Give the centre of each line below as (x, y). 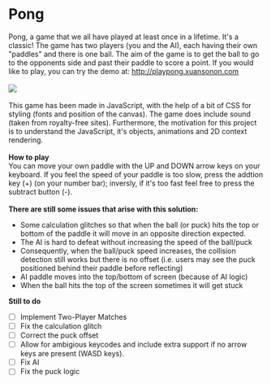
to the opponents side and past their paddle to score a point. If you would (131, 63)
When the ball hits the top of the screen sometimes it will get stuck (131, 285)
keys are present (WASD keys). (72, 354)
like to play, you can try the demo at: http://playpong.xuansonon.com (124, 71)
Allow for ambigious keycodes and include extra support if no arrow (133, 345)
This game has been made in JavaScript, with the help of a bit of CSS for (130, 105)
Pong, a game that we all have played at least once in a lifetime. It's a (124, 37)
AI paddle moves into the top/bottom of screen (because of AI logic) (134, 277)
